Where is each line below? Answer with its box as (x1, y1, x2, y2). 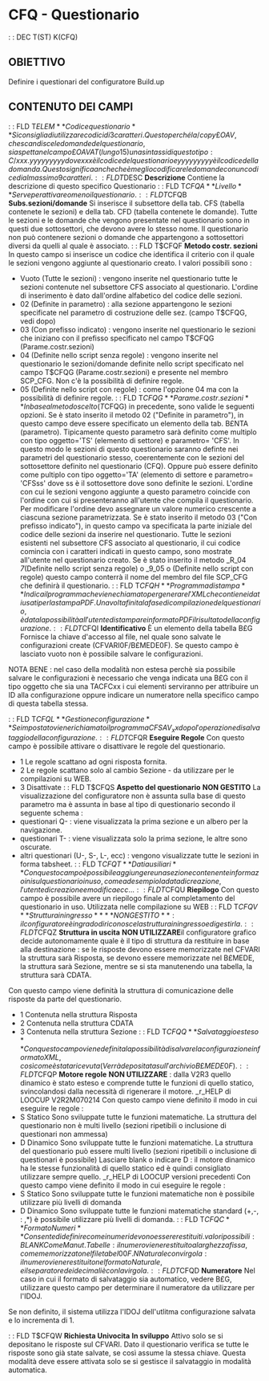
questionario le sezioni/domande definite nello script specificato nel (19, 359, 244, 369)
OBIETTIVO (8, 55, 66, 69)
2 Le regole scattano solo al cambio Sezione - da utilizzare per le (19, 765, 235, 776)
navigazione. (19, 825, 62, 835)
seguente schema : (19, 809, 84, 818)
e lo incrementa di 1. (8, 1315, 74, 1326)
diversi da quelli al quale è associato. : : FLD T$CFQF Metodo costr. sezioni (8, 241, 259, 251)
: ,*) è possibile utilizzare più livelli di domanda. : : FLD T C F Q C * (19, 1215, 230, 1224)
